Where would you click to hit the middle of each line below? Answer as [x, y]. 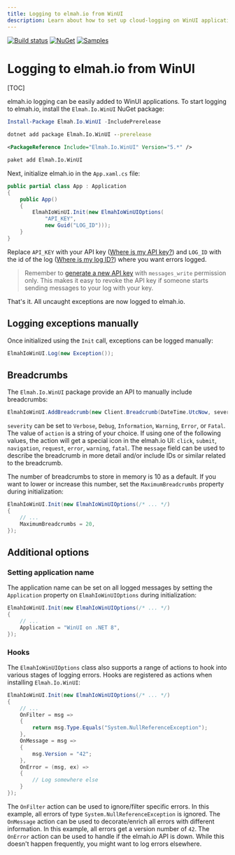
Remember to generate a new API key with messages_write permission [125, 273]
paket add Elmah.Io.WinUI [45, 160]
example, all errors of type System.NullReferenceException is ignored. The [114, 814]
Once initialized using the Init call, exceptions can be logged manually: [110, 340]
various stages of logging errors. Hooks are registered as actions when [110, 675]
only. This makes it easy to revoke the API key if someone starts [116, 280]
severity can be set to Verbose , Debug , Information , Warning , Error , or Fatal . [116, 426]
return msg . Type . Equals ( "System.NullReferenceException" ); [120, 728]
